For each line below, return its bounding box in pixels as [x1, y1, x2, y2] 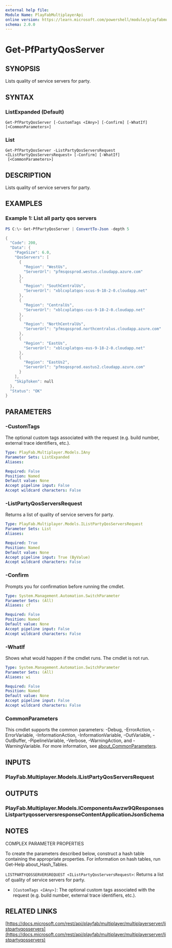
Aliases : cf [5, 603, 31, 608]
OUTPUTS [5, 789, 38, 798]
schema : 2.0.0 [5, 22, 36, 27]
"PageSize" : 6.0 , [14, 250, 52, 255]
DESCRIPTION [5, 170, 51, 180]
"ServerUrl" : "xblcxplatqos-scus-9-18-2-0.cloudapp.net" [24, 288, 147, 293]
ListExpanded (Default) [5, 108, 64, 116]
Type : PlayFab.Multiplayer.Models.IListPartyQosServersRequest [5, 522, 143, 527]
